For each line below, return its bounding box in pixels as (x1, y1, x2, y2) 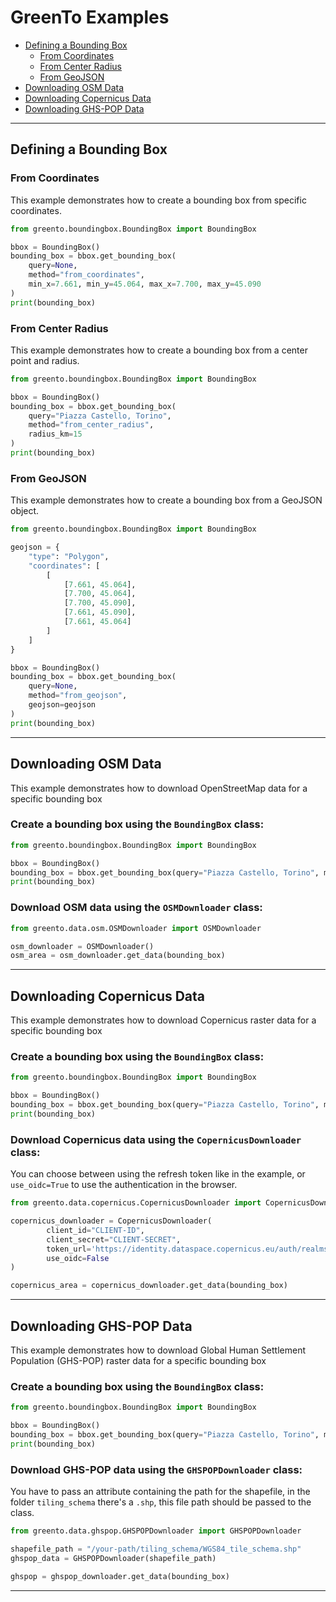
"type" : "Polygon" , (28, 551, 110, 561)
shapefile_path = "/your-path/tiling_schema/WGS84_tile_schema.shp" (10, 1544, 302, 1554)
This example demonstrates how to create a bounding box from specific (10, 194, 307, 206)
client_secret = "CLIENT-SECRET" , (46, 1234, 182, 1245)
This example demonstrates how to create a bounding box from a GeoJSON (10, 494, 323, 506)
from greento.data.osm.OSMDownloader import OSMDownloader (10, 923, 262, 933)
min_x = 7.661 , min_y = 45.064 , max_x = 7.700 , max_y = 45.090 (28, 279, 262, 289)
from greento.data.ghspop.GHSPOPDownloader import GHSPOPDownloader (10, 1526, 302, 1536)
